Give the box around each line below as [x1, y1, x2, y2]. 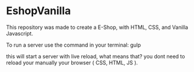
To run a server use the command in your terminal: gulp [6, 41, 142, 48]
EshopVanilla [6, 4, 71, 18]
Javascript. [6, 30, 34, 37]
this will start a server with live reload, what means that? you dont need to [6, 53, 185, 60]
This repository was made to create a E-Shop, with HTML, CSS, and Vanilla [6, 24, 189, 31]
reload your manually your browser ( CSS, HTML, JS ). [6, 59, 138, 66]
